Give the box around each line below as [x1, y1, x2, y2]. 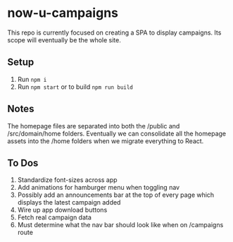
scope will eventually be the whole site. [7, 35, 121, 44]
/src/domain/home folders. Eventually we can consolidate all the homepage [7, 129, 227, 138]
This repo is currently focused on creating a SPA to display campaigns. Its [7, 28, 222, 37]
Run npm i [17, 75, 47, 83]
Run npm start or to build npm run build [17, 83, 134, 91]
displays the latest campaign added [17, 198, 121, 207]
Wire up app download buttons [17, 206, 108, 214]
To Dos [7, 157, 39, 169]
